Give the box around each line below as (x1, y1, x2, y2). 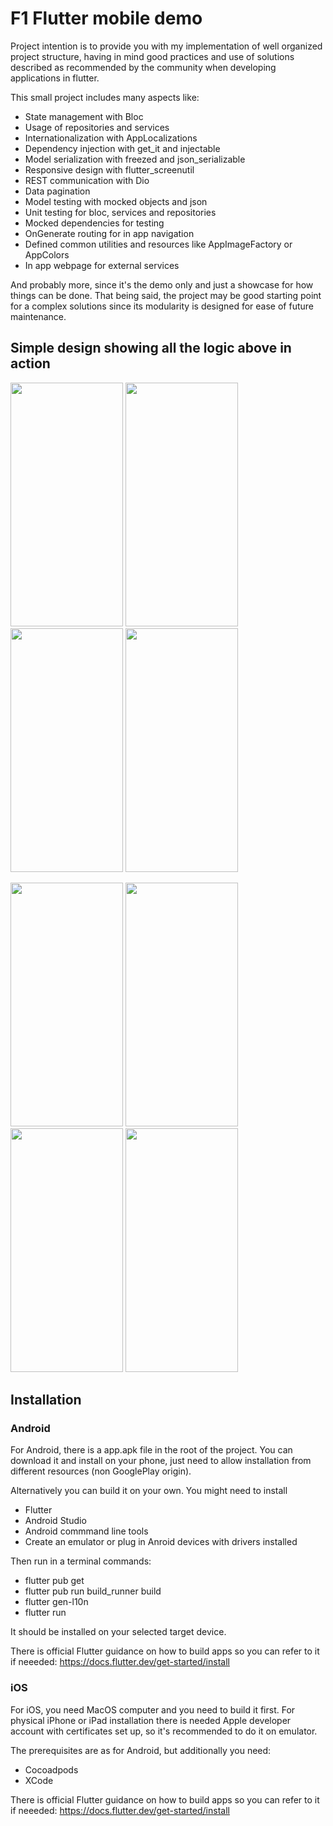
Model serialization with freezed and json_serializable (24, 153, 246, 165)
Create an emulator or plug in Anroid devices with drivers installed (24, 1536, 298, 1548)
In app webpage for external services (24, 259, 180, 271)
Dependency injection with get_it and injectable (24, 142, 221, 154)
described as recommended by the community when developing (10, 61, 277, 73)
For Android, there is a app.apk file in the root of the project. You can (10, 1444, 293, 1456)
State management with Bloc (24, 110, 144, 122)
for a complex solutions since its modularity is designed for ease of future (10, 300, 314, 312)
